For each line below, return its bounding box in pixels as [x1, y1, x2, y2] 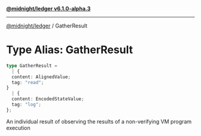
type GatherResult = [6, 63, 58, 69]
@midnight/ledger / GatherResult [6, 22, 88, 29]
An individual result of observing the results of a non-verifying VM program [6, 118, 192, 125]
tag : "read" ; [11, 79, 44, 85]
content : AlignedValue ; [11, 74, 71, 80]
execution [6, 124, 31, 131]
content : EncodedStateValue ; [11, 96, 84, 102]
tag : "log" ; [11, 101, 42, 108]
